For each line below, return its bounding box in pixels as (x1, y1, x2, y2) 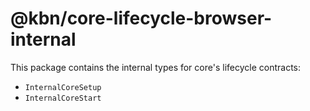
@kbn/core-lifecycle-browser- (10, 7, 273, 30)
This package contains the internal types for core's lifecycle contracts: (10, 61, 302, 73)
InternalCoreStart (24, 93, 102, 103)
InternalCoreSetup (24, 82, 102, 92)
